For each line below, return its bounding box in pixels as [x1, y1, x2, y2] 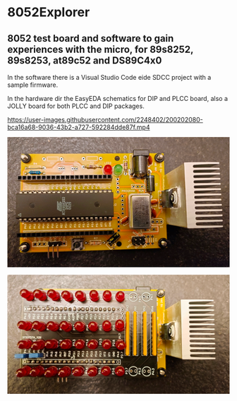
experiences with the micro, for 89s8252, [7, 43, 194, 55]
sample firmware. [7, 80, 59, 89]
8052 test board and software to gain [7, 32, 174, 44]
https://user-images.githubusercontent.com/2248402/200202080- [7, 116, 203, 124]
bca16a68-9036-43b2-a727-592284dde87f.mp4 [7, 123, 150, 131]
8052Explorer [7, 4, 90, 20]
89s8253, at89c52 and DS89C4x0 [7, 54, 162, 66]
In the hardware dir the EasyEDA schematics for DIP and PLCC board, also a [7, 95, 228, 102]
